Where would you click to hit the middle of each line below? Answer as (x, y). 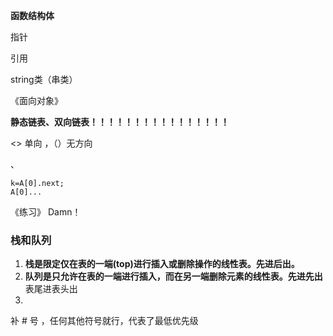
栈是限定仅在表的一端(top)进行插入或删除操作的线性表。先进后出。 (162, 264)
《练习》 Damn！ (46, 212)
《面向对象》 (36, 100)
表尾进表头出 (51, 289)
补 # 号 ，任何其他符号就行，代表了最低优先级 (104, 321)
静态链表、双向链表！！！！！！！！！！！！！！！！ (120, 122)
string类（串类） (44, 79)
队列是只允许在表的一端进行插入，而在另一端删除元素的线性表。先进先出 (173, 276)
